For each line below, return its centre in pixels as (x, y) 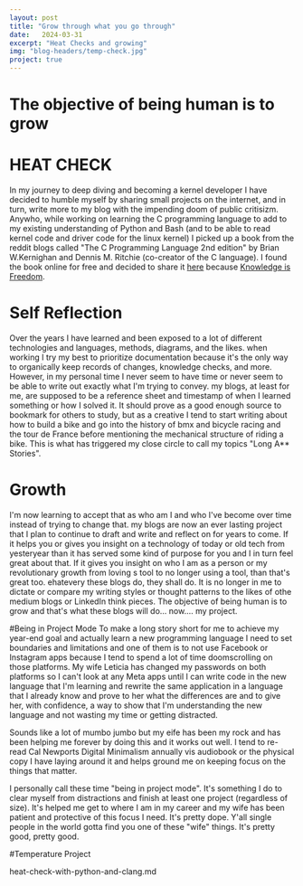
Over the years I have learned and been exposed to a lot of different (136, 338)
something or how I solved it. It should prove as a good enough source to (146, 405)
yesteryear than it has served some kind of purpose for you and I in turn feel (151, 553)
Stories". (25, 454)
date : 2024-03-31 (46, 34)
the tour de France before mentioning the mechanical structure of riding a (147, 434)
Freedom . (27, 277)
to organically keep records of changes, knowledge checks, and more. (141, 367)
